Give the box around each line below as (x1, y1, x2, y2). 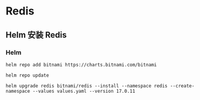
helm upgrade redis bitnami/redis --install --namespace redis (5, 83, 168, 89)
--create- (170, 83, 195, 89)
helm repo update (5, 72, 49, 78)
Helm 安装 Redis (5, 30, 67, 40)
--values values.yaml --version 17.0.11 (32, 88, 136, 94)
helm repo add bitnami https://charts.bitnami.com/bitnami (5, 61, 157, 67)
